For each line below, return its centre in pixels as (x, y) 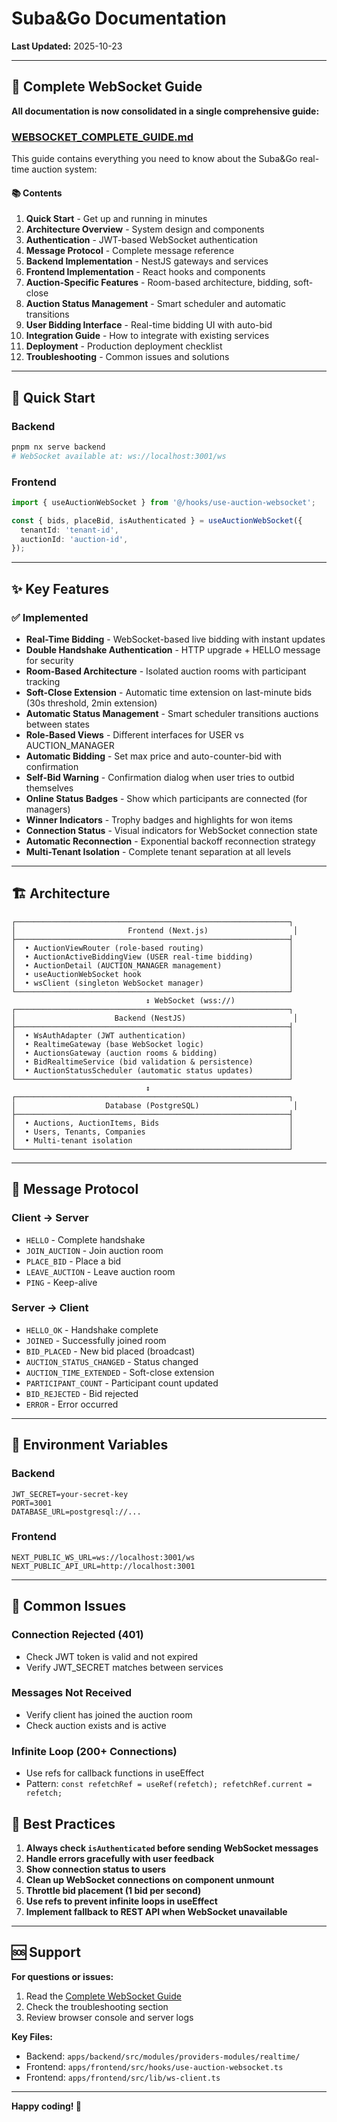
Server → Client (50, 1308)
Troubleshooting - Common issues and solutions (127, 357)
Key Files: (32, 2036)
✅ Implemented (50, 617)
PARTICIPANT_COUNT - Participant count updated (122, 1383)
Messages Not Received (71, 1693)
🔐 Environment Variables (90, 1445)
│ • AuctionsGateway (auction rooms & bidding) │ (152, 1053)
